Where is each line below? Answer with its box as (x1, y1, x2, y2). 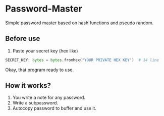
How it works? (5, 81, 51, 90)
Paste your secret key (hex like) (12, 47, 78, 53)
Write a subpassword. (12, 100, 59, 106)
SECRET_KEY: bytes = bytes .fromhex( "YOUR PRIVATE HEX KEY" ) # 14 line (5, 57, 159, 63)
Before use (5, 34, 40, 43)
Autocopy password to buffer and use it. (12, 105, 97, 111)
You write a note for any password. (12, 94, 86, 101)
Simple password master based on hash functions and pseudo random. (5, 20, 154, 26)
